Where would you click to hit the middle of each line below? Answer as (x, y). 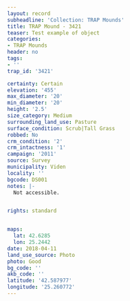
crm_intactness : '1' (37, 148)
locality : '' (26, 173)
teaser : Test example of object (53, 33)
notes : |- (21, 186)
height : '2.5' (28, 110)
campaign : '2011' (32, 154)
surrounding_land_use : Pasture (52, 122)
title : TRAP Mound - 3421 (44, 26)
